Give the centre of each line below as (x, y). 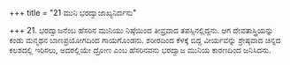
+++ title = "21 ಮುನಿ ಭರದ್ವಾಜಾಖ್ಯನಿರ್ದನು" (73, 13)
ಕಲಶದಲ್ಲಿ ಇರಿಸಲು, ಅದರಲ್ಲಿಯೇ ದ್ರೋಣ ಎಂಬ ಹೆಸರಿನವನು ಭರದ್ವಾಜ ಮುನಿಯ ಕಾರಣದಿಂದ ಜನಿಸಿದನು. (140, 50)
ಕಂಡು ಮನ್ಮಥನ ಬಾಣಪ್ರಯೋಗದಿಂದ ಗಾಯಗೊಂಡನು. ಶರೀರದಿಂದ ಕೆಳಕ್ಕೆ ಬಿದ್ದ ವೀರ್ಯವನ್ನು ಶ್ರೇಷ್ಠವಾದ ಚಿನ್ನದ (145, 40)
